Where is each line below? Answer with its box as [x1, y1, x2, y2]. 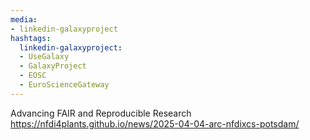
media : [10, 14, 38, 25]
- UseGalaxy [19, 52, 70, 62]
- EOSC [19, 71, 47, 81]
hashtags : [10, 33, 52, 43]
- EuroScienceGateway [19, 80, 110, 90]
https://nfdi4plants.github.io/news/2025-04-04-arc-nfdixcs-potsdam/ [10, 117, 300, 130]
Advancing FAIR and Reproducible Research [10, 107, 192, 119]
